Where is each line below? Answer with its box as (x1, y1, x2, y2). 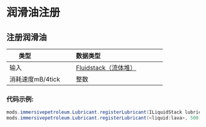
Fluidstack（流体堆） (75, 64, 137, 72)
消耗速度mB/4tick (9, 75, 60, 83)
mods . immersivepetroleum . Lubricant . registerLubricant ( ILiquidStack (6, 109, 183, 115)
